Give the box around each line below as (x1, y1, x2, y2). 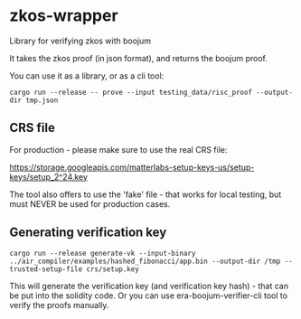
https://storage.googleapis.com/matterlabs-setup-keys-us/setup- (9, 162, 255, 173)
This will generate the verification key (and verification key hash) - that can (9, 280, 289, 291)
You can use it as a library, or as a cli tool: (9, 70, 165, 81)
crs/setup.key (86, 264, 140, 274)
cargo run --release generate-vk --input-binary (9, 249, 196, 258)
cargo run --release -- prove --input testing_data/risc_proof (9, 88, 253, 97)
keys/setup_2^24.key (9, 171, 89, 182)
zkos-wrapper (9, 5, 119, 26)
